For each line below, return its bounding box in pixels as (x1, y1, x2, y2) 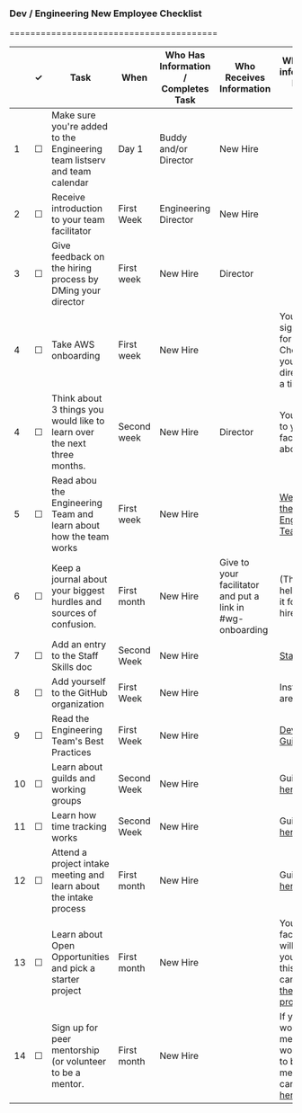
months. (51, 459, 86, 472)
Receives (224, 71, 265, 84)
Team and (51, 508, 94, 521)
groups (51, 795, 82, 807)
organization (51, 698, 105, 710)
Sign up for (51, 1021, 99, 1034)
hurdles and (51, 596, 102, 609)
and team (51, 165, 92, 178)
